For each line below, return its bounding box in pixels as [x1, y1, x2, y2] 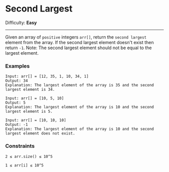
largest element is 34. [5, 87, 55, 92]
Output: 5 [5, 100, 26, 105]
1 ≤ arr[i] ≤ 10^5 [5, 162, 44, 168]
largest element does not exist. [5, 131, 75, 136]
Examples [5, 62, 30, 69]
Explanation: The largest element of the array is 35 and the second [5, 83, 154, 88]
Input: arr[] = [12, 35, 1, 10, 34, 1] [5, 74, 89, 79]
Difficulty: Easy [5, 20, 37, 26]
